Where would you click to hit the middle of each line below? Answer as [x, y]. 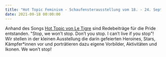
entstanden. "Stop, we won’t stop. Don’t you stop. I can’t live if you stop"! [80, 33]
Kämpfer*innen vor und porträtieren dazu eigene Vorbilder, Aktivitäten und [81, 44]
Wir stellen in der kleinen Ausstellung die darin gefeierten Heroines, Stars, [80, 39]
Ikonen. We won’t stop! [28, 49]
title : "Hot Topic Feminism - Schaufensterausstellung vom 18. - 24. [78, 10]
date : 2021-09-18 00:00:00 [33, 14]
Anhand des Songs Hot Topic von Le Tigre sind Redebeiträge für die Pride [81, 28]
